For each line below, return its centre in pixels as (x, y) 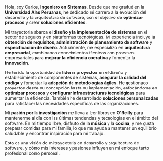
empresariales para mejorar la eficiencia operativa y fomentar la (70, 58)
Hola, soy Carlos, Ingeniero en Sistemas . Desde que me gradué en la (75, 7)
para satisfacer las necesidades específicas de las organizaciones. (72, 103)
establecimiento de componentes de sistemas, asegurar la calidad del (76, 78)
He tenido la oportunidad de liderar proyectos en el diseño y (66, 72)
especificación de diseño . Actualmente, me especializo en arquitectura (78, 47)
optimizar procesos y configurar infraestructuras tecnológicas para (75, 93)
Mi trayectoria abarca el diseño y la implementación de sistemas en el (76, 32)
